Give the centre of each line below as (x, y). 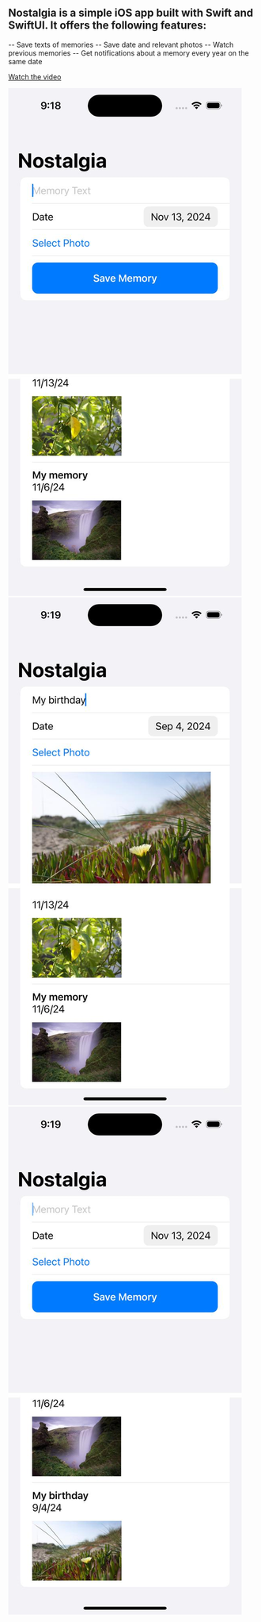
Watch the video (35, 77)
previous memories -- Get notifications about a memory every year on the (129, 53)
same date (25, 61)
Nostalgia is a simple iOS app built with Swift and (131, 13)
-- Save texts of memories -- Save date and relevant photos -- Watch (121, 44)
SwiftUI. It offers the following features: (108, 26)
